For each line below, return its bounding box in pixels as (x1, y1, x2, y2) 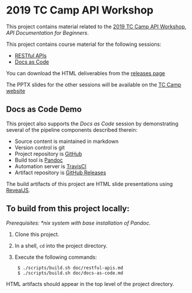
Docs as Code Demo (6, 104, 82, 115)
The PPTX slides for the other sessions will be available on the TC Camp (6, 81, 181, 88)
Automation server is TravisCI (14, 162, 87, 169)
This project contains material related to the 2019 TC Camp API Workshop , (6, 23, 187, 30)
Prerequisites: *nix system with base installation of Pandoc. (6, 219, 151, 227)
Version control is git (14, 144, 65, 151)
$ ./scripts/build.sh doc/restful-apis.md (17, 265, 124, 271)
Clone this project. (14, 231, 59, 238)
